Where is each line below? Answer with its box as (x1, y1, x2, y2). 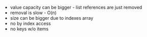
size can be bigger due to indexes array (10, 15, 94, 21)
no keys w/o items (10, 26, 49, 32)
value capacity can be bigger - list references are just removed (10, 5, 142, 10)
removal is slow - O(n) (10, 10, 57, 16)
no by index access (10, 20, 51, 26)
